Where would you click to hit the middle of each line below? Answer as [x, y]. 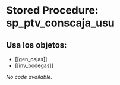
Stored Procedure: [53, 10]
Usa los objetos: [37, 45]
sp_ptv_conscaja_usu [60, 23]
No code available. [29, 77]
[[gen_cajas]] [31, 59]
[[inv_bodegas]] [34, 65]
